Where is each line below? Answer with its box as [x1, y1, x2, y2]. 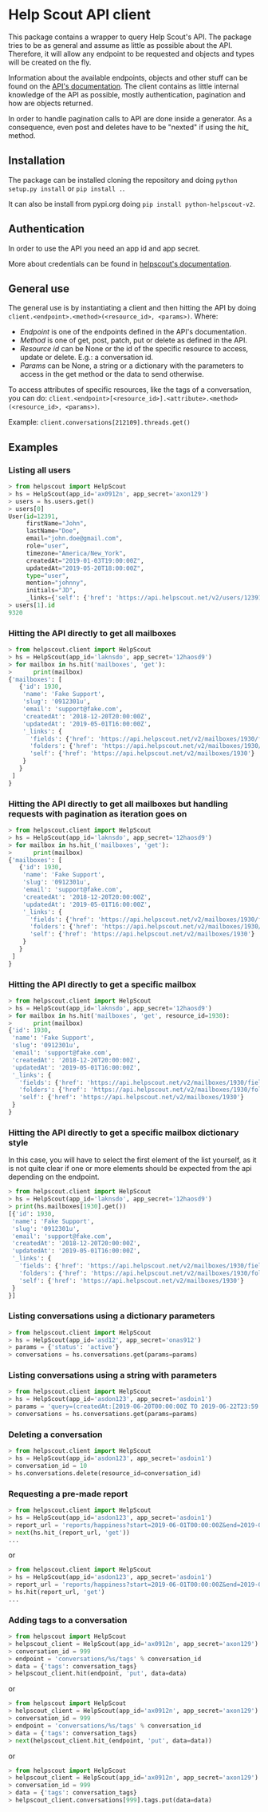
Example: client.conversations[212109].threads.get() [8, 417, 191, 427]
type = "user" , [26, 572, 69, 580]
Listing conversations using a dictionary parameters [8, 1311, 215, 1322]
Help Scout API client [8, 6, 152, 24]
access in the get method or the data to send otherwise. [19, 370, 205, 379]
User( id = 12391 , [8, 512, 59, 520]
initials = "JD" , [26, 587, 77, 595]
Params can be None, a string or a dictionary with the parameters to [19, 361, 244, 370]
